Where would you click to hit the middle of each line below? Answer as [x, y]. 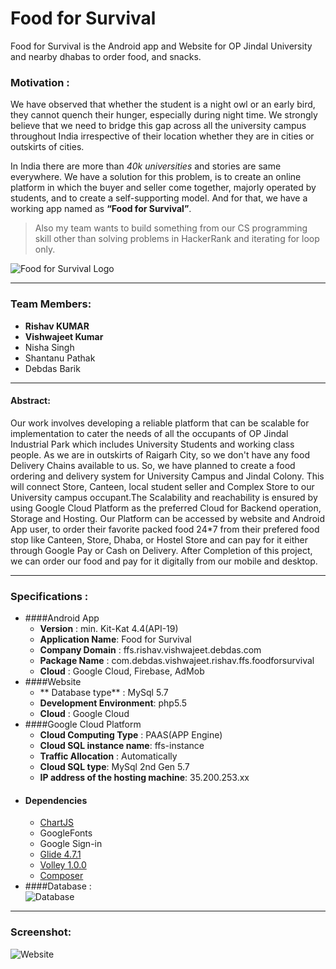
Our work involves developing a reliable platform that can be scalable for [160, 423]
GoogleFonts [66, 833]
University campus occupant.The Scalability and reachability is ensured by [164, 497]
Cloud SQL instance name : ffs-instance [122, 746]
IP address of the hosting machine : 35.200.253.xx [144, 778]
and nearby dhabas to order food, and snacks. [106, 56]
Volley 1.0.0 [63, 865]
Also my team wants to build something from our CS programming [171, 228]
